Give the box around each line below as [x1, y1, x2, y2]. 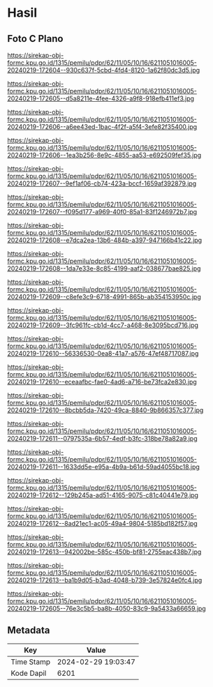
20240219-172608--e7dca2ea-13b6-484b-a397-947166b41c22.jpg [7, 236, 203, 244]
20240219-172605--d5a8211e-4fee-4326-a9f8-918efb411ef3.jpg [7, 94, 194, 103]
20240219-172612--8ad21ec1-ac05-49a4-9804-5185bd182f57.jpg [7, 520, 198, 527]
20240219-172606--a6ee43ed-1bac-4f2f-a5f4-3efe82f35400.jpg [7, 123, 198, 130]
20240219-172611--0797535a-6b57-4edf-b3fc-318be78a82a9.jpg [7, 435, 198, 442]
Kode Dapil [10, 668, 47, 678]
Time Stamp [10, 657, 51, 667]
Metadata [7, 624, 50, 636]
